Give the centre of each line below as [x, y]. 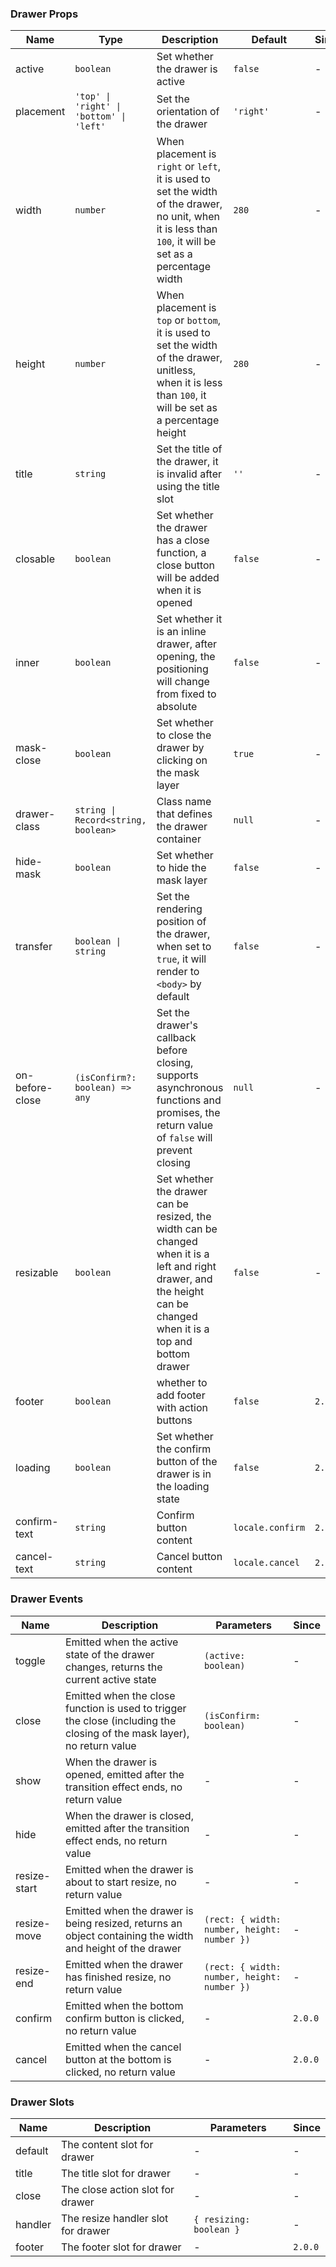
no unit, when [188, 217]
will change [183, 682]
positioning [182, 669]
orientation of [188, 112]
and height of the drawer [123, 1948]
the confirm [184, 1449]
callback [176, 1038]
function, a [181, 553]
